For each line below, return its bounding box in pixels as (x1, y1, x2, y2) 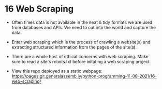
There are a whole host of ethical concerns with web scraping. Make (11, 53, 148, 59)
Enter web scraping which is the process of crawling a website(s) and (11, 39, 151, 44)
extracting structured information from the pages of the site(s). (11, 44, 137, 50)
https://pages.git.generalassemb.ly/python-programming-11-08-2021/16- (11, 73, 157, 79)
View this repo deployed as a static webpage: (11, 68, 103, 74)
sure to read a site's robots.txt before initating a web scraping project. (11, 59, 151, 64)
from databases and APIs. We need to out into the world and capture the (11, 24, 156, 30)
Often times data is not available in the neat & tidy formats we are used (11, 19, 153, 25)
